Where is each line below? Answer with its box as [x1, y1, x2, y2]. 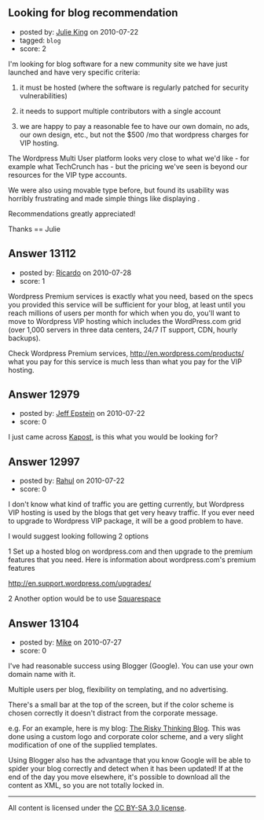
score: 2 [19, 43, 47, 53]
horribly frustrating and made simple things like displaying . [8, 193, 200, 203]
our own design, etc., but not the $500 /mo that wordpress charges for [19, 130, 249, 139]
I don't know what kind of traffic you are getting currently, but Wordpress [8, 499, 245, 509]
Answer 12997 [8, 455, 80, 469]
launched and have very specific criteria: [8, 67, 141, 77]
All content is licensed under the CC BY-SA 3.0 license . [8, 803, 187, 813]
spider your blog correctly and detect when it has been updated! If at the [8, 764, 244, 774]
